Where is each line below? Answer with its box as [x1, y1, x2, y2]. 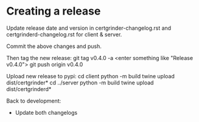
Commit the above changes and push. [6, 42, 102, 50]
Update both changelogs [15, 109, 78, 116]
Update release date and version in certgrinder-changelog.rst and [6, 24, 172, 32]
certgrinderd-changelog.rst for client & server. [6, 30, 122, 38]
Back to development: [6, 97, 61, 104]
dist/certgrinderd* [6, 85, 52, 92]
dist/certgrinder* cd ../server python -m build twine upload [6, 79, 154, 86]
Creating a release [6, 4, 101, 18]
